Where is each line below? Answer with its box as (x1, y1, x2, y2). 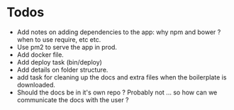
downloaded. (16, 80, 56, 89)
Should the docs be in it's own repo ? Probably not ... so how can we (16, 88, 218, 97)
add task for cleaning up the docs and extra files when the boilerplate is (16, 72, 227, 82)
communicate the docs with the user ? (16, 95, 129, 104)
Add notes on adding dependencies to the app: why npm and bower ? (16, 28, 221, 36)
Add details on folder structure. (16, 65, 108, 74)
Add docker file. (16, 50, 65, 59)
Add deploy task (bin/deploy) (16, 57, 102, 66)
